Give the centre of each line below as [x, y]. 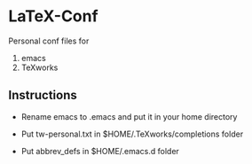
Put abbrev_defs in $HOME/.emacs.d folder [100, 151]
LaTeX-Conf [53, 16]
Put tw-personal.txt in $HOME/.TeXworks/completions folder [132, 134]
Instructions [43, 95]
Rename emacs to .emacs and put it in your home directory [129, 116]
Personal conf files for [49, 41]
